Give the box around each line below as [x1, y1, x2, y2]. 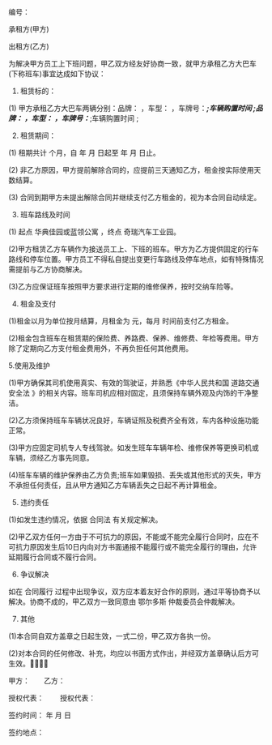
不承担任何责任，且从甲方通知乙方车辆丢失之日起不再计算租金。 [8, 481, 221, 490]
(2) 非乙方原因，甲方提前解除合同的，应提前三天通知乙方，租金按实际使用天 [8, 165, 261, 174]
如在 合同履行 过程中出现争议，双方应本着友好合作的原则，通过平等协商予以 [8, 587, 261, 596]
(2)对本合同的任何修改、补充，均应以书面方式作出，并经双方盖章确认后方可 [8, 649, 259, 658]
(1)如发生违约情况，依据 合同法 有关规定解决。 [8, 515, 163, 524]
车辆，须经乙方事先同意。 [8, 453, 94, 462]
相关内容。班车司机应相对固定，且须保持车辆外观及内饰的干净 [45, 388, 252, 397]
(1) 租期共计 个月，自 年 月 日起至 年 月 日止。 [8, 148, 160, 157]
